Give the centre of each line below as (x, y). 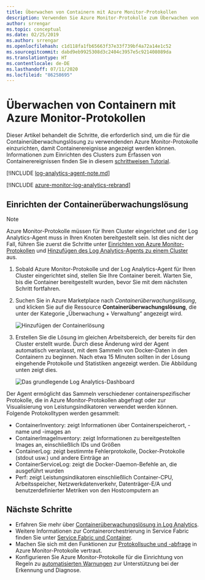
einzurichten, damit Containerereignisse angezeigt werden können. (91, 149)
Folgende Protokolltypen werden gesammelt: (63, 413)
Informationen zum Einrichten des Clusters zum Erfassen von (84, 155)
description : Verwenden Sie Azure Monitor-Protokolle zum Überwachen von (103, 18)
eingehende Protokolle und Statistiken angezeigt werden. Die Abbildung (106, 363)
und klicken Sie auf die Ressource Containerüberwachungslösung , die (106, 307)
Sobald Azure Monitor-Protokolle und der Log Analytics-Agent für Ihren (105, 269)
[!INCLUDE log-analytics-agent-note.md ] (58, 173)
